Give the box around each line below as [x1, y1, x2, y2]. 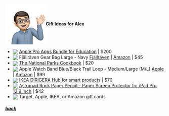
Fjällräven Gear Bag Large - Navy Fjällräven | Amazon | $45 [19, 54, 143, 61]
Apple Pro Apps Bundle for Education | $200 [19, 48, 112, 54]
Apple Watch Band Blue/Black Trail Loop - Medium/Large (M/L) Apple [19, 66, 164, 72]
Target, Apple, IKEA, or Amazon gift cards [19, 94, 106, 100]
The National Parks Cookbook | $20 [19, 60, 94, 66]
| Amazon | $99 [12, 71, 46, 77]
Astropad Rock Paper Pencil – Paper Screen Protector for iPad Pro [19, 82, 157, 88]
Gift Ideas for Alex [46, 21, 85, 27]
